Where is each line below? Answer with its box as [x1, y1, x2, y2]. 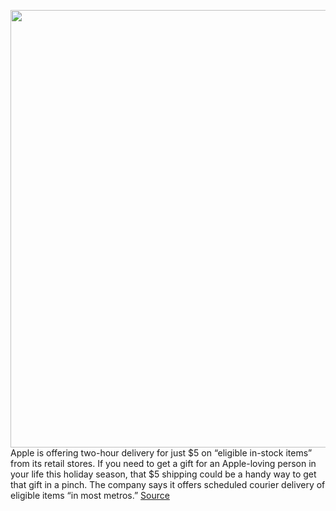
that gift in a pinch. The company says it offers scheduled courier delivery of [10, 479, 326, 490]
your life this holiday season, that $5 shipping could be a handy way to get [10, 468, 317, 480]
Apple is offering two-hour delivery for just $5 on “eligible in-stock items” [10, 447, 313, 459]
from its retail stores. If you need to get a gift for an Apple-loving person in [10, 458, 317, 469]
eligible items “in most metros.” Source [10, 490, 170, 501]
